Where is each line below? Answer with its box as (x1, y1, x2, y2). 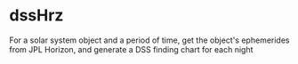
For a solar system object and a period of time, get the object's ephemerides (9, 35, 290, 45)
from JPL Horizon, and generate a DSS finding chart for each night (9, 44, 254, 54)
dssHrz (9, 5, 64, 26)
